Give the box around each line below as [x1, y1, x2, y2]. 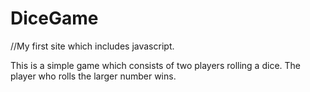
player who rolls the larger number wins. [10, 70, 177, 82]
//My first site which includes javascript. [10, 40, 175, 52]
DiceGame [10, 7, 99, 30]
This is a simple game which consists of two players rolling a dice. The [10, 59, 301, 71]
